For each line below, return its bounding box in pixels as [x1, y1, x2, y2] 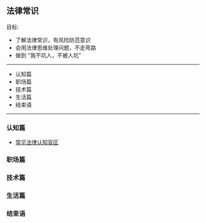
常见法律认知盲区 [15, 138, 59, 146]
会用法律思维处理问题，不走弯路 [15, 43, 96, 51]
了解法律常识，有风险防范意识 [15, 36, 91, 43]
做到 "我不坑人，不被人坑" [15, 51, 82, 59]
